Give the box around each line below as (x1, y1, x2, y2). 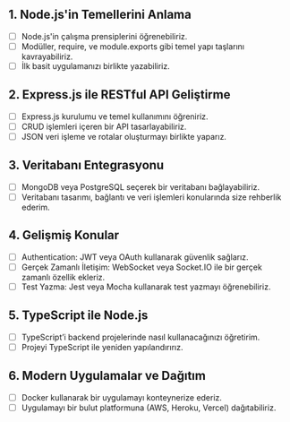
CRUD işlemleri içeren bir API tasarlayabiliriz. (21, 121, 187, 132)
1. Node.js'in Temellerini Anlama (8, 7, 192, 22)
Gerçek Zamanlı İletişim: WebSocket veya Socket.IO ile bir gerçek (21, 262, 263, 272)
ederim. (21, 202, 50, 212)
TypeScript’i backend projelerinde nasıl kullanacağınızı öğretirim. (21, 332, 260, 342)
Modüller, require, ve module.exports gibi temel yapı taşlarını (21, 40, 245, 52)
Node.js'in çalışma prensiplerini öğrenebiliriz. (21, 30, 188, 41)
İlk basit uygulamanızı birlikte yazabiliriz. (21, 60, 171, 71)
